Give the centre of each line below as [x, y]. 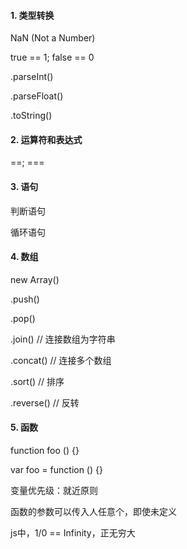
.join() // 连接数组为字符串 [63, 339]
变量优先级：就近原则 [54, 491]
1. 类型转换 [32, 15]
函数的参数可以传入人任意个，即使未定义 [93, 512]
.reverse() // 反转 [45, 402]
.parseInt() [32, 77]
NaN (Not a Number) [53, 38]
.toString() [31, 116]
